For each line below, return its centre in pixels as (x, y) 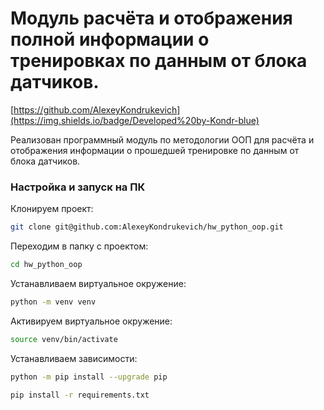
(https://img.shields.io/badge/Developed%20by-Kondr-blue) (135, 120)
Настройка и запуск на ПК (78, 187)
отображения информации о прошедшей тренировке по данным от (155, 150)
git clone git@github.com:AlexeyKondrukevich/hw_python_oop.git (147, 227)
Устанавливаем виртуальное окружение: (98, 283)
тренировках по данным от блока (159, 61)
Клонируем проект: (52, 209)
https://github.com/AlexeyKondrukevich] (97, 109)
